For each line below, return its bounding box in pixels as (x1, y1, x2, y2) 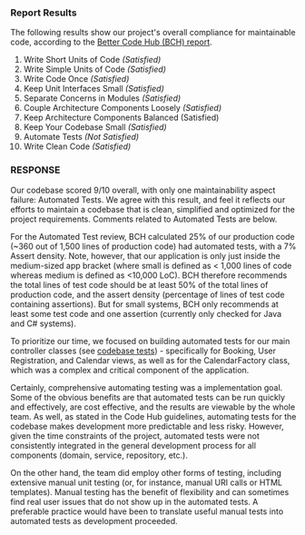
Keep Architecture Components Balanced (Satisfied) (23, 112, 220, 124)
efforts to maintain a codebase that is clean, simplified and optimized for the (10, 203, 296, 214)
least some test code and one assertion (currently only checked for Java (10, 308, 282, 319)
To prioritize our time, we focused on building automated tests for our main (10, 335, 290, 346)
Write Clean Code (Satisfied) (23, 141, 132, 152)
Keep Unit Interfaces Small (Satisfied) (23, 84, 164, 94)
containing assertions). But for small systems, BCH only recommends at (10, 298, 280, 310)
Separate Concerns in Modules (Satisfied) (23, 93, 182, 104)
